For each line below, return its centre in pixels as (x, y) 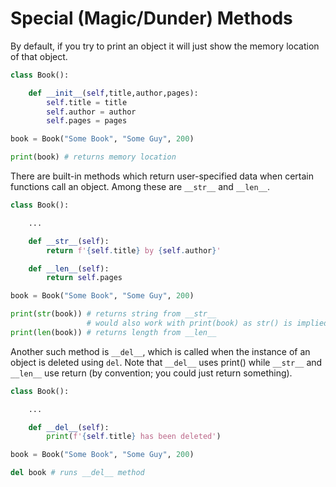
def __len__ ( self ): (69, 268)
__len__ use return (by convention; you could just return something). (151, 373)
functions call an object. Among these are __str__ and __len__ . (140, 187)
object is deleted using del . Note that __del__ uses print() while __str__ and (166, 362)
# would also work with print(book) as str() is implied (207, 323)
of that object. (39, 56)
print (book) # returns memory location (93, 157)
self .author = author (91, 112)
